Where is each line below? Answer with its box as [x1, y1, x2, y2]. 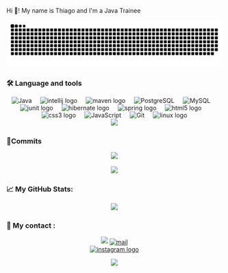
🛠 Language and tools [6, 78, 83, 88]
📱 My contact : [6, 220, 56, 230]
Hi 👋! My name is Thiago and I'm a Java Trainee [6, 7, 141, 14]
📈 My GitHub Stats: [6, 185, 73, 194]
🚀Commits [6, 136, 42, 145]
